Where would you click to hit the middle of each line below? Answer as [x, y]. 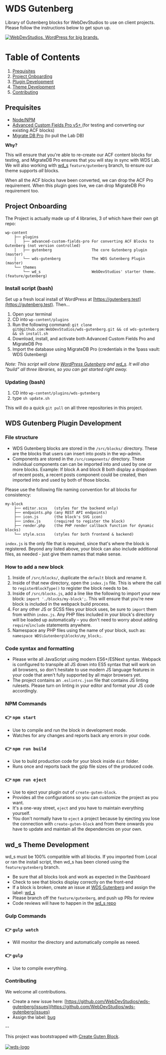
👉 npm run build [26, 748]
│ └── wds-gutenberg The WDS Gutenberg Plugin [80, 258]
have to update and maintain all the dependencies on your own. [77, 829]
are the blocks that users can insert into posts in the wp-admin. [77, 453]
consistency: [18, 495]
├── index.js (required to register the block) [70, 521]
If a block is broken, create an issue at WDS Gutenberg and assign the [84, 887]
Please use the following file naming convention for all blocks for [71, 490]
